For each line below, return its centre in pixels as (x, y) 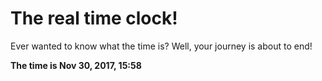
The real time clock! (94, 18)
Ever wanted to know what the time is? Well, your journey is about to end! (161, 46)
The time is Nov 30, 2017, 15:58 (76, 65)
